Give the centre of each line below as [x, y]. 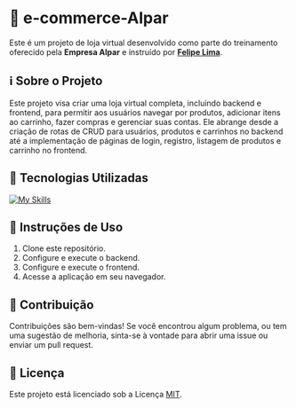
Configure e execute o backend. [81, 258]
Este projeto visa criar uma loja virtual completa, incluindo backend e [136, 103]
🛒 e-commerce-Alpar [89, 18]
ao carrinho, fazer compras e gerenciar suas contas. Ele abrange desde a [144, 122]
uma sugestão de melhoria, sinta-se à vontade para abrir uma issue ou [139, 335]
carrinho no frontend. [48, 150]
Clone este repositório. [64, 248]
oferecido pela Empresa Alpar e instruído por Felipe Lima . [116, 51]
